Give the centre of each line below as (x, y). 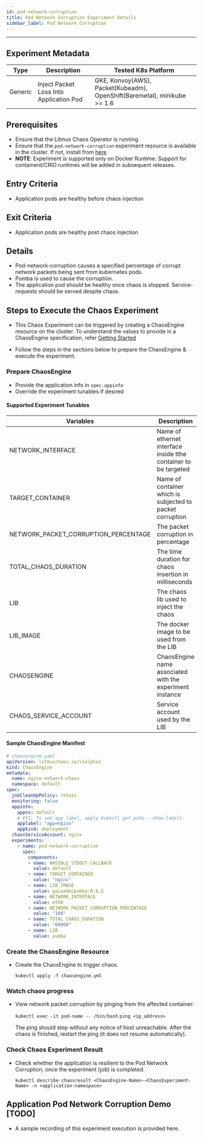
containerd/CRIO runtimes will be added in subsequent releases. (95, 165)
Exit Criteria (29, 217)
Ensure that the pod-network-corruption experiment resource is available (105, 146)
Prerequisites (32, 125)
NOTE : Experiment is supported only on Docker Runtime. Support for (101, 159)
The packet (173, 526)
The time (169, 551)
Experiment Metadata (48, 53)
